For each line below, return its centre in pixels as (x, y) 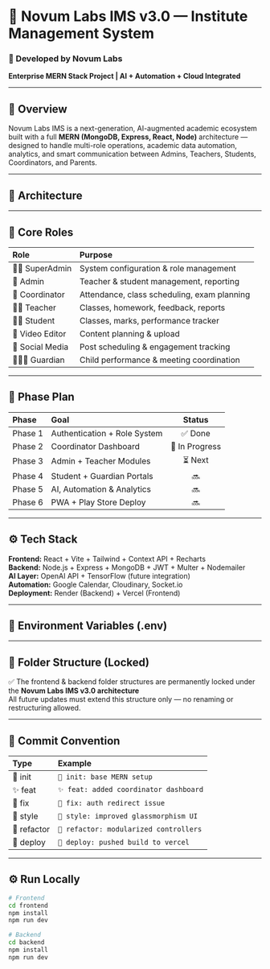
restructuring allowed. (45, 708)
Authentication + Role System (107, 433)
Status (196, 419)
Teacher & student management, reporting (159, 281)
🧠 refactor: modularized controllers (130, 829)
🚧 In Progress (196, 446)
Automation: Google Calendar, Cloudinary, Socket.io (96, 584)
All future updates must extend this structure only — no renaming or (121, 699)
